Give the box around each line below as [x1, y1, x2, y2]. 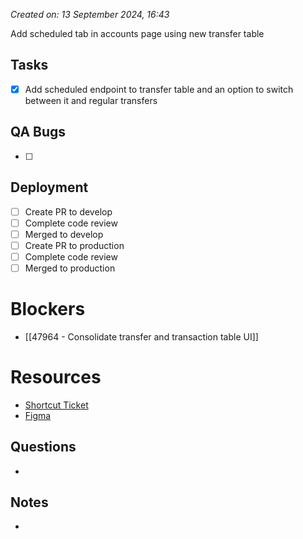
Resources [10, 366, 102, 388]
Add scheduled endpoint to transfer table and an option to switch [24, 83, 294, 95]
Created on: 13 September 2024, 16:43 [10, 9, 170, 20]
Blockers [10, 298, 86, 321]
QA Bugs [10, 124, 67, 141]
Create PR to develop [24, 205, 113, 218]
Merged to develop [24, 228, 104, 240]
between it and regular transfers [24, 94, 158, 106]
